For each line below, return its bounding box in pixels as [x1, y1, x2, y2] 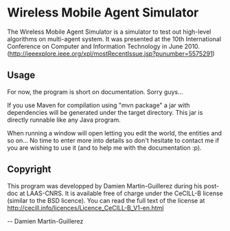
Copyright [7, 164, 51, 175]
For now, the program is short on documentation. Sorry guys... [7, 87, 183, 96]
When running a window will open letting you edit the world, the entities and [7, 129, 222, 137]
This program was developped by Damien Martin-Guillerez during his [7, 181, 203, 190]
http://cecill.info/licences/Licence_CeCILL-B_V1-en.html [7, 203, 164, 212]
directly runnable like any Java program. [7, 115, 122, 124]
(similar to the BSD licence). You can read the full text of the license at [7, 196, 205, 204]
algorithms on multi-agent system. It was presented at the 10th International [7, 34, 222, 43]
